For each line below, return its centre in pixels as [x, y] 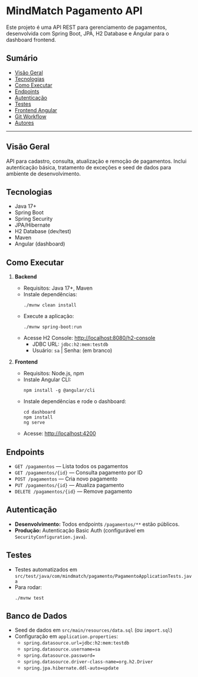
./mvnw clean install [50, 305]
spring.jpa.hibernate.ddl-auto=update [71, 668]
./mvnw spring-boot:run [53, 327]
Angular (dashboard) [40, 244]
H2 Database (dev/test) [43, 231]
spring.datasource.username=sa [62, 650]
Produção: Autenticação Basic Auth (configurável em [80, 530]
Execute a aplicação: [49, 316]
